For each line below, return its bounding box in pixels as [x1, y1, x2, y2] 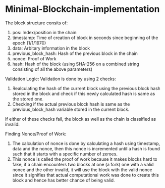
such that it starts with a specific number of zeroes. [12, 151, 118, 157]
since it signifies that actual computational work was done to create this [12, 172, 159, 178]
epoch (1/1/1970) [12, 40, 46, 46]
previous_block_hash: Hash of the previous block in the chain [12, 50, 138, 56]
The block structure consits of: [5, 20, 68, 26]
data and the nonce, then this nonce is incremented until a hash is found [12, 145, 160, 151]
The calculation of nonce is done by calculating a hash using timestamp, [12, 140, 160, 146]
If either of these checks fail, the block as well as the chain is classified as [5, 116, 156, 122]
